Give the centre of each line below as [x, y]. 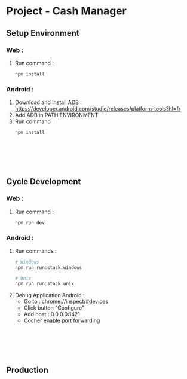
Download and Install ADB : [48, 102]
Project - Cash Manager [66, 11]
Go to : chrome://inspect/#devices [66, 302]
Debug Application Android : [50, 295]
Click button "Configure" [54, 308]
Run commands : [36, 251]
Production [27, 370]
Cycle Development [44, 181]
